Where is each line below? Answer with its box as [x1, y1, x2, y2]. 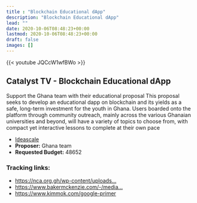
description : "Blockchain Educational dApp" [6, 14, 119, 20]
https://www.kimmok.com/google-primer [14, 190, 117, 197]
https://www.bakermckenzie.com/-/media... [14, 183, 123, 190]
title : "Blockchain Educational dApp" [6, 8, 106, 15]
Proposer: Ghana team [14, 142, 72, 149]
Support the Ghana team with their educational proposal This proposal [6, 92, 180, 99]
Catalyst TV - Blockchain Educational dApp [6, 76, 171, 86]
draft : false [6, 37, 39, 43]
